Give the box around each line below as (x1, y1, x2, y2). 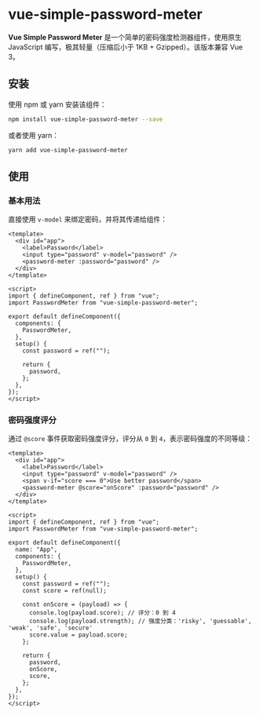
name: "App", (15, 545, 58, 554)
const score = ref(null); (22, 587, 108, 595)
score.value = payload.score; (28, 631, 128, 639)
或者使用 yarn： (8, 130, 60, 140)
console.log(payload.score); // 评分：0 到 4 (28, 609, 177, 617)
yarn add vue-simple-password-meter (8, 146, 128, 154)
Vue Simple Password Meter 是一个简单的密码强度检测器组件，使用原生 (8, 32, 242, 42)
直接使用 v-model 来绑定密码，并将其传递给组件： (8, 214, 167, 224)
